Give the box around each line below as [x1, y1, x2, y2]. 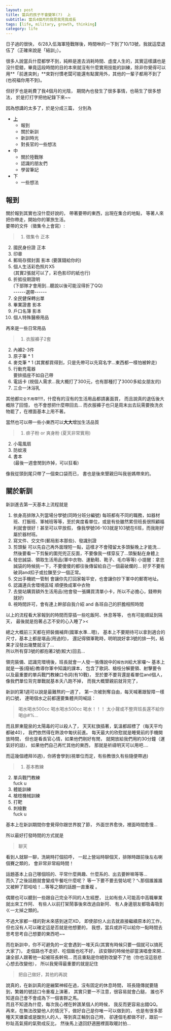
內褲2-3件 [13, 347, 35, 353]
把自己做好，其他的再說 [18, 971, 67, 977]
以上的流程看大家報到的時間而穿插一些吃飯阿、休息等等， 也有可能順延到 [6, 612, 158, 618]
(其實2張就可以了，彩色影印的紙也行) [13, 270, 91, 276]
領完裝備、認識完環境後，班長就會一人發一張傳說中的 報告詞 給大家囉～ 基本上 [6, 659, 165, 665]
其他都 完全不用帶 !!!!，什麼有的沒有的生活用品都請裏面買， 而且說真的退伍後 [6, 395, 160, 401]
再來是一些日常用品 [6, 325, 46, 331]
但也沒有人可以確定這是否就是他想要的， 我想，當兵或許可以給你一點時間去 [6, 924, 163, 930]
